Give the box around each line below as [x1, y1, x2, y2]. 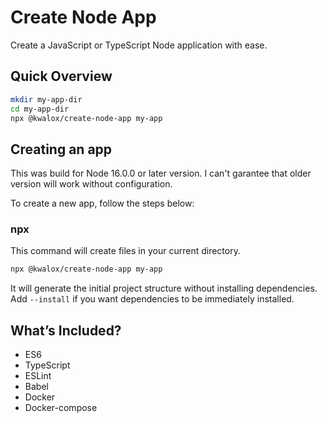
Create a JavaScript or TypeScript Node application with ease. [10, 39, 268, 51]
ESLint [24, 370, 52, 382]
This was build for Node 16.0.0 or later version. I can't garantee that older [10, 167, 312, 180]
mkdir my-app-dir [10, 94, 83, 105]
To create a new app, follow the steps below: [10, 197, 195, 210]
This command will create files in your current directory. [10, 245, 241, 257]
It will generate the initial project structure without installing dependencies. [10, 282, 318, 295]
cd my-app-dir [10, 104, 70, 114]
